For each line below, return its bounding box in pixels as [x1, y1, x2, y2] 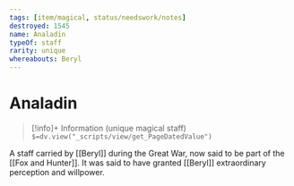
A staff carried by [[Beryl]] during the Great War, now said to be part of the [9, 148, 285, 158]
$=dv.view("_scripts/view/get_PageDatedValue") [30, 131, 212, 141]
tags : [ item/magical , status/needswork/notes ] [9, 13, 186, 22]
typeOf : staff [9, 38, 63, 47]
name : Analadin [9, 30, 66, 38]
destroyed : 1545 [9, 21, 70, 30]
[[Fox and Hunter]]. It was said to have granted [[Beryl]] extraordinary [9, 157, 266, 168]
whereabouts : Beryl [9, 55, 82, 63]
